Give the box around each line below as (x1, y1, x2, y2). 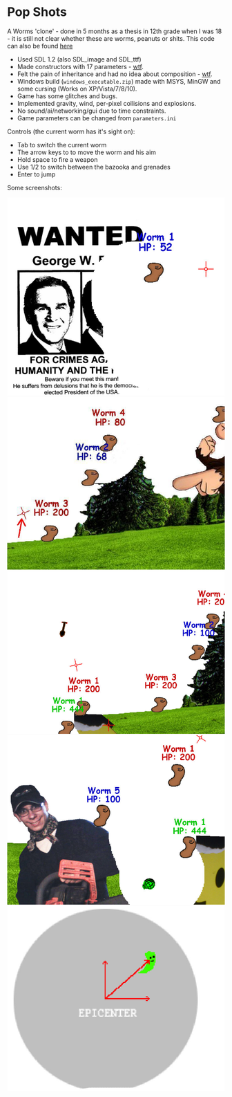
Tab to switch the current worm (17, 140, 107, 149)
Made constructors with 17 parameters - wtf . (17, 62, 144, 71)
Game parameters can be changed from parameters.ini (17, 113, 177, 122)
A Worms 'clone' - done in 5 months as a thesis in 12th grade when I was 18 (7, 27, 222, 35)
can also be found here (7, 42, 73, 50)
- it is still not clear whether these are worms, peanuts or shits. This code (7, 34, 215, 42)
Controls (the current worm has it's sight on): (7, 127, 135, 136)
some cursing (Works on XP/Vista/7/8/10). (17, 84, 137, 93)
